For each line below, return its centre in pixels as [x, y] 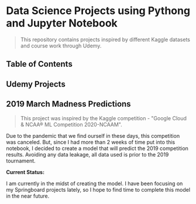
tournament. [21, 161]
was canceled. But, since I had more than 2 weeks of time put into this [91, 142]
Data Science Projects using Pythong [98, 11]
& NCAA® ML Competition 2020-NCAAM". [71, 124]
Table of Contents [39, 64]
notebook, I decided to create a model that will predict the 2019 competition [97, 148]
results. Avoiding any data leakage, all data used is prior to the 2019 [87, 154]
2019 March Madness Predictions [68, 104]
